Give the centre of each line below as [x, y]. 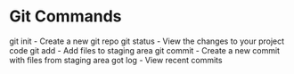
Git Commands [65, 16]
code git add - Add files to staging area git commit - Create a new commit [145, 50]
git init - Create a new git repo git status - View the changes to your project [147, 41]
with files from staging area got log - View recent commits [116, 60]
